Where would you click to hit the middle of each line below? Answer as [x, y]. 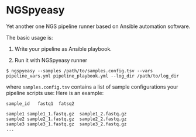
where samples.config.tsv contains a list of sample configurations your [92, 87]
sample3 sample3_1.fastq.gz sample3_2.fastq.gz [66, 124]
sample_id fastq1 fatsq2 [40, 103]
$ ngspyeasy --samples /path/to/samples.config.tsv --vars [80, 71]
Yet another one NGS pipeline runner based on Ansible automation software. [98, 26]
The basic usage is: [30, 37]
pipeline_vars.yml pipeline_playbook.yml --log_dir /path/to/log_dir [93, 76]
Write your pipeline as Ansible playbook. [63, 49]
